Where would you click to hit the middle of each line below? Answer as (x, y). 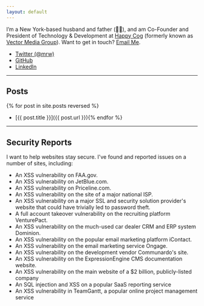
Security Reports (39, 142)
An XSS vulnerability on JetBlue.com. (62, 182)
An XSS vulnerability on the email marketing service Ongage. (91, 246)
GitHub (24, 60)
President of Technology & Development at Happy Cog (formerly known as (100, 35)
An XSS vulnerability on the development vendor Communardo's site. (102, 253)
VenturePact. (31, 220)
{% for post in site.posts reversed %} (53, 106)
